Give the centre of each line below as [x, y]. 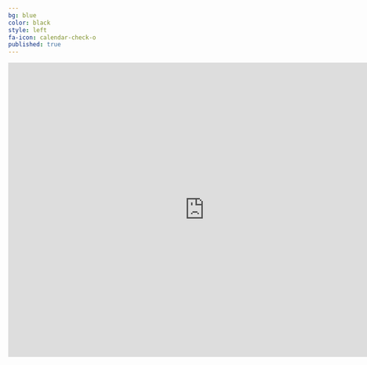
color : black [29, 23]
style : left [27, 30]
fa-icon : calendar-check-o [52, 37]
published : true [35, 45]
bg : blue [22, 15]
